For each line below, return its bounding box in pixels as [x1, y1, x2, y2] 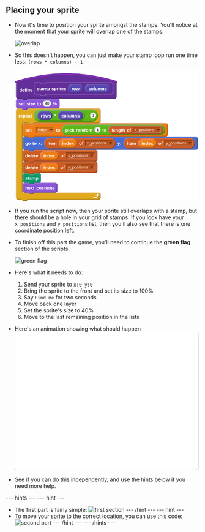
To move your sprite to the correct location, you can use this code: [14, 512, 183, 520]
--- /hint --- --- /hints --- [53, 519, 116, 526]
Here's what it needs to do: [14, 269, 83, 276]
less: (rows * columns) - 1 [14, 58, 83, 65]
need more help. [14, 482, 56, 490]
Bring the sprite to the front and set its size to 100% [23, 287, 154, 294]
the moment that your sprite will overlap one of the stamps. [14, 28, 164, 35]
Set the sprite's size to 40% [23, 307, 94, 314]
